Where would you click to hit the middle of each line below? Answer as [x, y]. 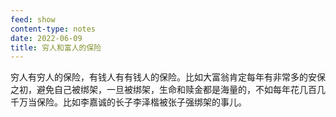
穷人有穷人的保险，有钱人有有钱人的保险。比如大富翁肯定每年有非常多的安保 [168, 77]
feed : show [33, 19]
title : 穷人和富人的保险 [56, 47]
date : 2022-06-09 [46, 38]
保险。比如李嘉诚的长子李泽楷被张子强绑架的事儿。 [141, 102]
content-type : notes [53, 29]
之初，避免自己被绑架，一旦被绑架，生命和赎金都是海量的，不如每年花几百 [163, 90]
